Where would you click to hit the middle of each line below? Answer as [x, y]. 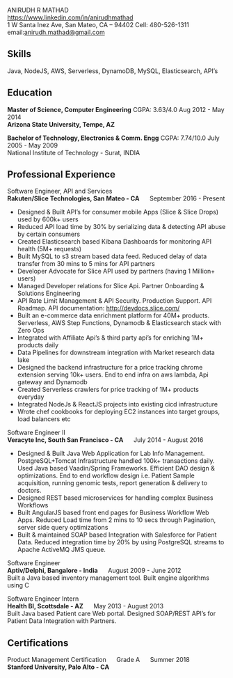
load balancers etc [44, 419]
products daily [38, 345]
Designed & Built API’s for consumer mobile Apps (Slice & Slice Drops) [118, 212]
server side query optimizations [63, 528]
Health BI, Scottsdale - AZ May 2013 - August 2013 [86, 606]
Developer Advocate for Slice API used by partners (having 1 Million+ [116, 271]
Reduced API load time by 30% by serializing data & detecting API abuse [121, 227]
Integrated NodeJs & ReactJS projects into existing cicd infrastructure [117, 404]
